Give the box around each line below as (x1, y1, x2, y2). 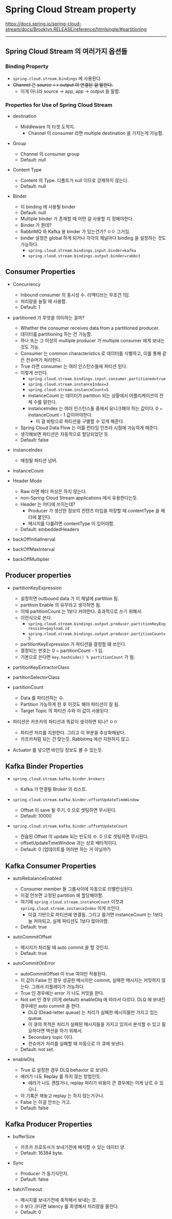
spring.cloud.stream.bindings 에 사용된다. (12, 75, 102, 81)
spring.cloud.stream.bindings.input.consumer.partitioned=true (28, 376, 166, 381)
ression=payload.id (28, 626, 70, 631)
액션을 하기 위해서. (46, 1028, 83, 1034)
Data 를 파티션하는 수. (20, 695, 65, 701)
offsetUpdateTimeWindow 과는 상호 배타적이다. (20, 840, 118, 846)
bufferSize (12, 1133, 35, 1139)
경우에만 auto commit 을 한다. (20, 1003, 81, 1009)
